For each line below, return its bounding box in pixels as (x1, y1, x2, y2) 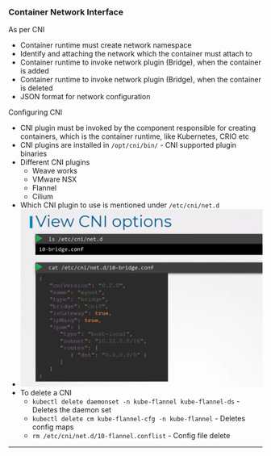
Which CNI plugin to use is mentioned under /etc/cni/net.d (19, 200, 220, 210)
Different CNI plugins (19, 157, 90, 167)
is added (19, 66, 50, 76)
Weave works (31, 166, 78, 176)
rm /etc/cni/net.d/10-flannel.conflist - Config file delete (31, 431, 231, 440)
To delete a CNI (19, 388, 73, 397)
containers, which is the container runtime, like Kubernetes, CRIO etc (19, 132, 250, 141)
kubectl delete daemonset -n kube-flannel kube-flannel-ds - (31, 396, 240, 406)
